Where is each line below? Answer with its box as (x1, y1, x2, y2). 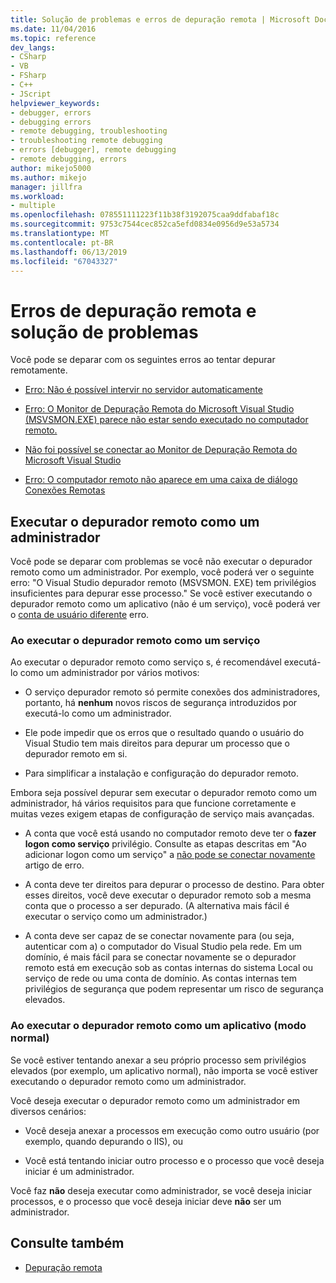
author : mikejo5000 (10, 163, 92, 173)
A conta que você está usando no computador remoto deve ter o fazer (24, 827, 317, 840)
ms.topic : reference (10, 33, 97, 43)
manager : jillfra (10, 182, 83, 192)
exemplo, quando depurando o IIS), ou (24, 1135, 184, 1147)
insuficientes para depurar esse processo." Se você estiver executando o (10, 587, 313, 600)
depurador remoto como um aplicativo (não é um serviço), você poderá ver (10, 598, 321, 610)
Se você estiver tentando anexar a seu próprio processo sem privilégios (10, 1054, 307, 1066)
